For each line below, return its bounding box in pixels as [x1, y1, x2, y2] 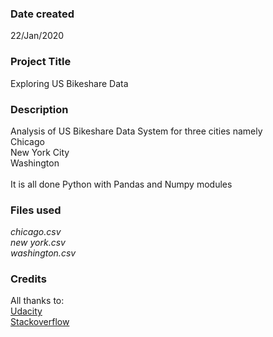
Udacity [10, 305, 43, 317]
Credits [10, 272, 47, 286]
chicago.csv [10, 226, 62, 238]
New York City [10, 146, 70, 158]
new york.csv [10, 237, 66, 249]
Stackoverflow [10, 316, 70, 328]
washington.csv [10, 247, 77, 259]
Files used [10, 203, 62, 217]
